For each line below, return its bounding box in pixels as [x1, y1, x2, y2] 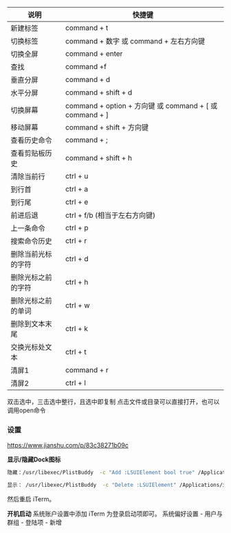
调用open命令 [7, 406, 46, 414]
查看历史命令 [10, 136, 53, 145]
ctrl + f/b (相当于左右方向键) [65, 210, 156, 220]
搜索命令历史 [10, 237, 53, 245]
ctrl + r [65, 236, 87, 245]
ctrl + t [65, 348, 87, 356]
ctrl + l [65, 379, 86, 388]
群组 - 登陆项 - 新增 [7, 519, 62, 527]
